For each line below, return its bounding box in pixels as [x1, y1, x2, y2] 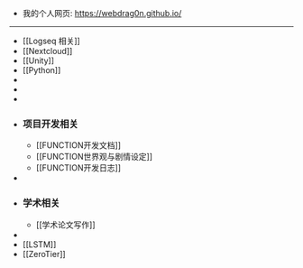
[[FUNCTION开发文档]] [35, 140, 122, 151]
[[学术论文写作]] [35, 219, 96, 230]
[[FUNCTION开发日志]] [35, 162, 122, 173]
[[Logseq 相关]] [22, 35, 81, 46]
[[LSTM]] [22, 238, 57, 250]
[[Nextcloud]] [22, 46, 73, 56]
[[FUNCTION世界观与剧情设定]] [35, 152, 153, 162]
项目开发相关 [22, 117, 78, 130]
